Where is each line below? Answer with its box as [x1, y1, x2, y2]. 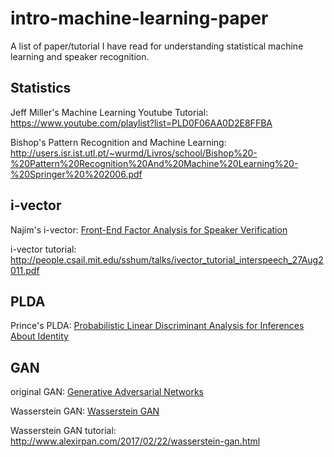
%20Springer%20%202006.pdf [10, 168, 143, 180]
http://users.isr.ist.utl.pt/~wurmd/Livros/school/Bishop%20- [10, 147, 258, 159]
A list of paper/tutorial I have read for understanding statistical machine [10, 40, 304, 52]
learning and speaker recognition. [10, 50, 150, 62]
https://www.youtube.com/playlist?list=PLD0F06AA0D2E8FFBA [10, 117, 273, 129]
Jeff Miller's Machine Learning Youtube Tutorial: [10, 106, 209, 118]
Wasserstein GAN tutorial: [10, 425, 117, 437]
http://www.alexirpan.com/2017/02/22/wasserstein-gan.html [10, 435, 261, 447]
